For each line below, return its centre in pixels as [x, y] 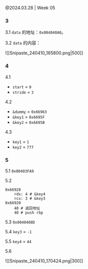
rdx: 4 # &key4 [30, 194]
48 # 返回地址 [27, 208]
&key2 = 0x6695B [28, 122]
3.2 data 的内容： [23, 43]
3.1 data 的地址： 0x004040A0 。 [36, 32]
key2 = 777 [23, 147]
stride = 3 [23, 92]
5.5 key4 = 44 [18, 241]
